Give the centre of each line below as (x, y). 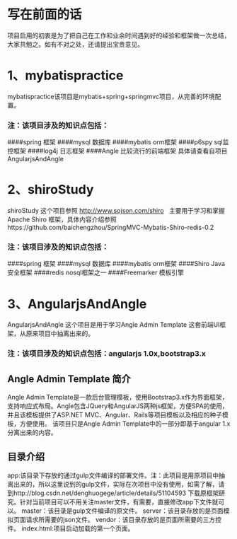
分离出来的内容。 (32, 433)
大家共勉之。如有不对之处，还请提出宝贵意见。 (75, 44)
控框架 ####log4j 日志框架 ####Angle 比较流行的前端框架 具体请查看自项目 (117, 151)
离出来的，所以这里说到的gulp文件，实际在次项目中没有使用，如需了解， (113, 484)
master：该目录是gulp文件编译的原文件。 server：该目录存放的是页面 (122, 511)
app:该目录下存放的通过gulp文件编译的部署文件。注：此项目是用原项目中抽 (116, 475)
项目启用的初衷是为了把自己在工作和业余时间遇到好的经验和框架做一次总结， (119, 35)
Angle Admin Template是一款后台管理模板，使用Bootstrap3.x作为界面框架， (118, 398)
